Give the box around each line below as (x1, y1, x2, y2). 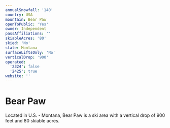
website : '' (5, 74, 30, 79)
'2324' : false (10, 64, 40, 69)
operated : (5, 59, 26, 65)
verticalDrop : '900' (5, 54, 49, 60)
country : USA (5, 12, 33, 17)
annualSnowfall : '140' (5, 7, 53, 13)
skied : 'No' (5, 41, 30, 46)
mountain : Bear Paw (5, 17, 47, 22)
